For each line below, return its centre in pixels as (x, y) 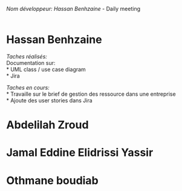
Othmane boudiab (52, 180)
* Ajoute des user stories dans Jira (49, 100)
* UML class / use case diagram (46, 69)
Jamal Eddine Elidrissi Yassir (80, 152)
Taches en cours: (28, 87)
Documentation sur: (31, 62)
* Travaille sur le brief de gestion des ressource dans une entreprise (91, 94)
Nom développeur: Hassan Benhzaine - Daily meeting (73, 9)
